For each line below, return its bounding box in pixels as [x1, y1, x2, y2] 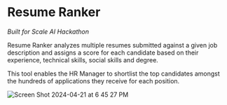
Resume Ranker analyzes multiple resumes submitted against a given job [7, 41, 218, 49]
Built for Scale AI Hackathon [7, 27, 90, 36]
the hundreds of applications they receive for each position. [7, 76, 180, 85]
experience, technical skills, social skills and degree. [7, 55, 159, 64]
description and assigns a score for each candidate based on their [7, 48, 199, 57]
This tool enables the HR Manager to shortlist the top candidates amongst [7, 69, 221, 78]
